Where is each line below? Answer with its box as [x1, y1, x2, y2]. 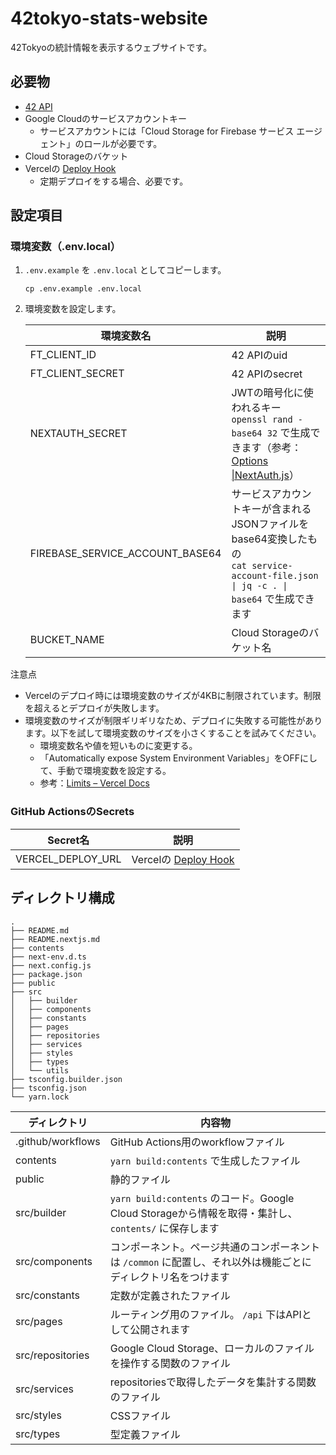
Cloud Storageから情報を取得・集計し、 [109, 1206, 298, 1220]
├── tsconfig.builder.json [10, 1074, 123, 1084]
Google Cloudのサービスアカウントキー [24, 112, 187, 124]
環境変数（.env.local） [10, 240, 122, 254]
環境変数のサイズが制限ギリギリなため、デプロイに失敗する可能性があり [24, 715, 323, 727]
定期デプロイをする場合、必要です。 [39, 175, 189, 187]
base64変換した [231, 532, 308, 546]
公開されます [129, 1322, 191, 1336]
